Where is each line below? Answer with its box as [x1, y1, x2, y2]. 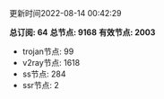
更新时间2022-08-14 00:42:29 [9, 8, 123, 18]
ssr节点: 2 [22, 80, 60, 90]
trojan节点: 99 [22, 46, 74, 57]
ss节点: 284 [22, 68, 66, 79]
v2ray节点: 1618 [22, 58, 81, 67]
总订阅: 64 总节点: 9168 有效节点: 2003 [9, 27, 156, 38]
